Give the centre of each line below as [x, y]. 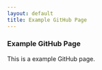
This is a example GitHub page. [51, 58]
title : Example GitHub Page [47, 20]
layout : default [30, 13]
